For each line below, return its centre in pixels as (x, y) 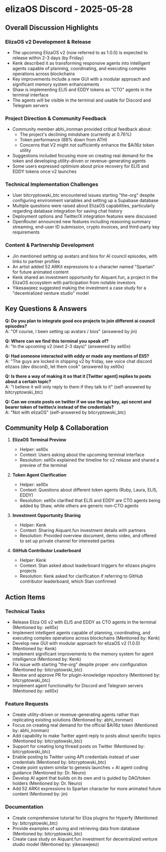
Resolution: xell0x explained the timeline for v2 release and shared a (89, 460)
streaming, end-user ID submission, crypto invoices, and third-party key (86, 227)
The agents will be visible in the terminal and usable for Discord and (82, 100)
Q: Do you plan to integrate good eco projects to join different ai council (80, 321)
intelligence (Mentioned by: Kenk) (47, 659)
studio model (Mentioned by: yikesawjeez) (55, 844)
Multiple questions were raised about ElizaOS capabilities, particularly (83, 206)
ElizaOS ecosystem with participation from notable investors (74, 282)
